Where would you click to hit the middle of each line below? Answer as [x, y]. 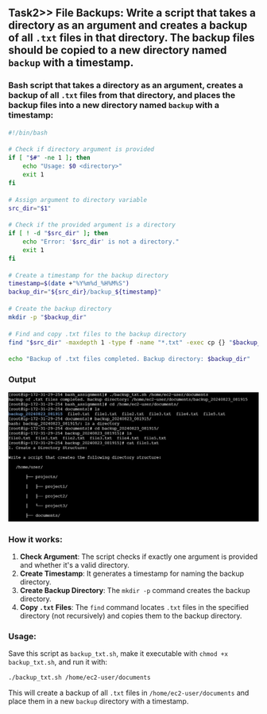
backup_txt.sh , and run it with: [58, 662]
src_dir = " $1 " [30, 208]
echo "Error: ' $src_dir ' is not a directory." [101, 242]
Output [22, 379]
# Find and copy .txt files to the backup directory [97, 334]
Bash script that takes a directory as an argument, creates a [126, 85]
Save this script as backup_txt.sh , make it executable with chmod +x [118, 654]
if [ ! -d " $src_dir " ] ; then [58, 234]
